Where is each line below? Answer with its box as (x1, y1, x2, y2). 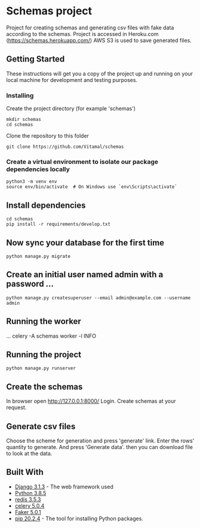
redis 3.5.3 (14, 496, 41, 503)
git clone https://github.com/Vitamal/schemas (6, 144, 124, 150)
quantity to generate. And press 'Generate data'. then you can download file (6, 444, 193, 451)
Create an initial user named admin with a (6, 269, 164, 280)
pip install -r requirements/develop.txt (6, 221, 111, 227)
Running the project (6, 349, 82, 360)
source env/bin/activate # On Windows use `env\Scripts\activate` (6, 184, 178, 190)
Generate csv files (6, 421, 76, 432)
